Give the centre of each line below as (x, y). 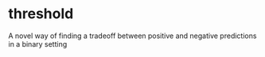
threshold (41, 14)
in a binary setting (38, 44)
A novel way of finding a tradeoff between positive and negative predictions (132, 36)
